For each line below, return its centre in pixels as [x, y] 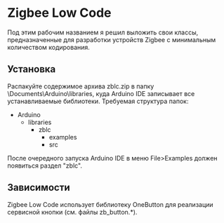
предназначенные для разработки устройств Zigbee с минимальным [112, 39]
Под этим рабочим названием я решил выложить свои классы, [103, 32]
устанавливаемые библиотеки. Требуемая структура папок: [98, 101]
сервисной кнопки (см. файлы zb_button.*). [72, 212]
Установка [32, 69]
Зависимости [39, 188]
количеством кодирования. [48, 47]
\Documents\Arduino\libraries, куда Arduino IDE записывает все [101, 93]
